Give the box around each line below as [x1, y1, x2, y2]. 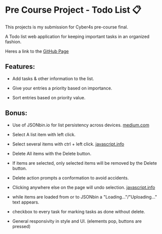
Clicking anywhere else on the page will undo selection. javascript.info [12, 184, 156, 190]
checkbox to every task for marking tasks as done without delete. [12, 208, 145, 214]
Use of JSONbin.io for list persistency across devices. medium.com [12, 122, 149, 128]
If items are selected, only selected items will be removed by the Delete [12, 160, 157, 166]
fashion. [5, 38, 22, 45]
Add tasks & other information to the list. [12, 75, 95, 82]
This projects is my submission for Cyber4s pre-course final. [5, 24, 129, 30]
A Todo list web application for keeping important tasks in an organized [5, 33, 150, 39]
